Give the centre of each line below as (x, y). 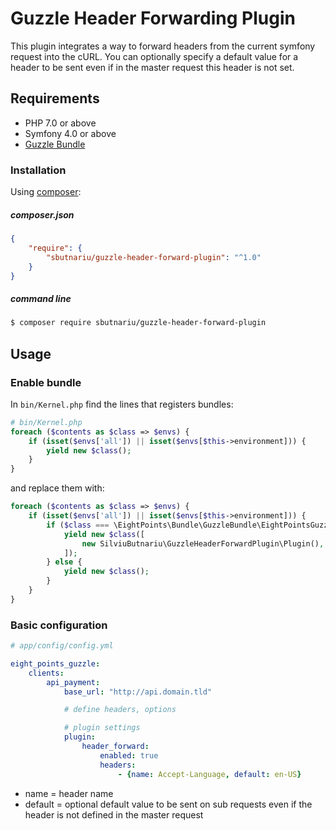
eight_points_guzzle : (55, 663)
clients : (46, 673)
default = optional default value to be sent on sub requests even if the (168, 804)
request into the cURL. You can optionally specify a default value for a (154, 56)
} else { (64, 562)
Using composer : (46, 192)
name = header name (69, 793)
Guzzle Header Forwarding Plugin (153, 18)
